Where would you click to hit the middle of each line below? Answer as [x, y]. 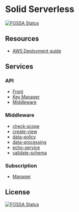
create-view [25, 131]
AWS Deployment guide [37, 50]
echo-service [26, 147]
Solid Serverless [40, 9]
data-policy [24, 136]
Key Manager [26, 97]
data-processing [29, 142]
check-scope [26, 126]
